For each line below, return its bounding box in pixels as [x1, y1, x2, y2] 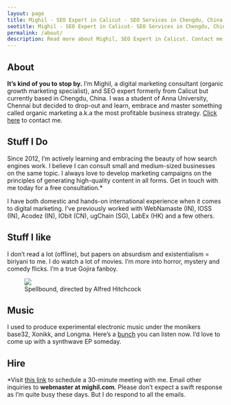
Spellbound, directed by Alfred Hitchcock [24, 284, 142, 293]
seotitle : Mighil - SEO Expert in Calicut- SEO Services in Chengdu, [7, 23, 211, 30]
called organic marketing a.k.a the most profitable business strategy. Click [7, 108, 217, 117]
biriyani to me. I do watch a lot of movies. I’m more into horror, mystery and [7, 257, 220, 265]
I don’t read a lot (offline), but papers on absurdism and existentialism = [7, 249, 210, 258]
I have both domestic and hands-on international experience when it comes [7, 197, 221, 205]
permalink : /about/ [7, 29, 63, 37]
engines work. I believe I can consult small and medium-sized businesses [7, 161, 215, 169]
